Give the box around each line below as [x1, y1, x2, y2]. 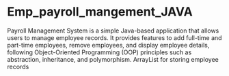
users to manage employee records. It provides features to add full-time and [7, 33, 222, 41]
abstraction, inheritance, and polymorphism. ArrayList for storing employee [7, 55, 219, 63]
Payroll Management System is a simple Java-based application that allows [7, 26, 219, 35]
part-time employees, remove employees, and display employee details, [7, 41, 210, 49]
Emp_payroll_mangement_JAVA [7, 4, 193, 20]
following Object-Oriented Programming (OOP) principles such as [7, 48, 192, 56]
